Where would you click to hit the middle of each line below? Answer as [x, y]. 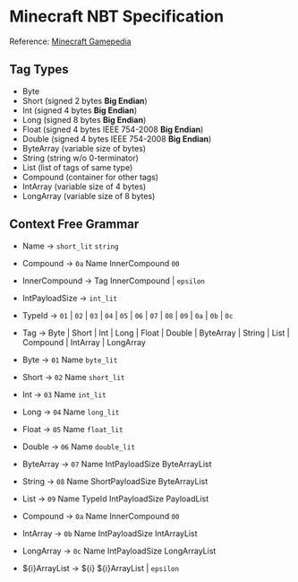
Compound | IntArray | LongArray [84, 342]
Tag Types [39, 69]
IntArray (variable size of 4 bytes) [84, 187]
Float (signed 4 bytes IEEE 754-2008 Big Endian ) [113, 129]
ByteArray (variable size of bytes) [84, 148]
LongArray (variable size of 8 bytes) [89, 195]
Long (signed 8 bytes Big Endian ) [84, 119]
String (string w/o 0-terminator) [80, 158]
